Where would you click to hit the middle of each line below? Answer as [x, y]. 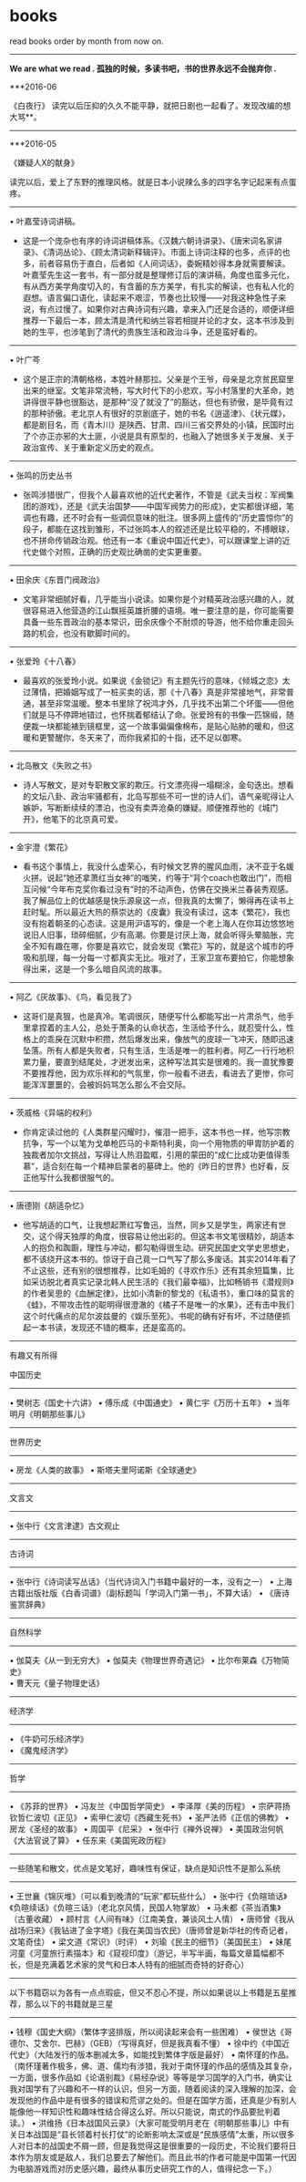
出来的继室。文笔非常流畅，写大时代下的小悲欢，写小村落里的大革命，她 [158, 390]
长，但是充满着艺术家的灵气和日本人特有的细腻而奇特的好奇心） [129, 1964]
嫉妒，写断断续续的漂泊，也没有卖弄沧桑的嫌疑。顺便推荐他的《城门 [150, 807]
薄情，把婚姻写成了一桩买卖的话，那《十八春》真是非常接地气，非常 [158, 692]
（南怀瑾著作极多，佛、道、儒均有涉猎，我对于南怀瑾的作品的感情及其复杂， [153, 2065]
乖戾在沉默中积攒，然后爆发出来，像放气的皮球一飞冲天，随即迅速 [170, 1039]
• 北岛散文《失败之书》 [53, 765]
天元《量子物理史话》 [64, 1682]
